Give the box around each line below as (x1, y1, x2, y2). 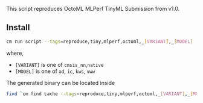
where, (6, 49, 24, 57)
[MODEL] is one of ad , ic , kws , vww (14, 67, 95, 75)
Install (6, 22, 30, 33)
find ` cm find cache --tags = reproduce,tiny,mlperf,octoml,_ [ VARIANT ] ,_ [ (6, 90, 193, 97)
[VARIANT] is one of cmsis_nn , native (14, 61, 104, 68)
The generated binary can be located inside (6, 79, 115, 86)
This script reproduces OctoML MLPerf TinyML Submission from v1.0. (6, 5, 180, 12)
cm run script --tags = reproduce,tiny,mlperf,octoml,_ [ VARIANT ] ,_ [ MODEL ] (6, 39, 193, 45)
